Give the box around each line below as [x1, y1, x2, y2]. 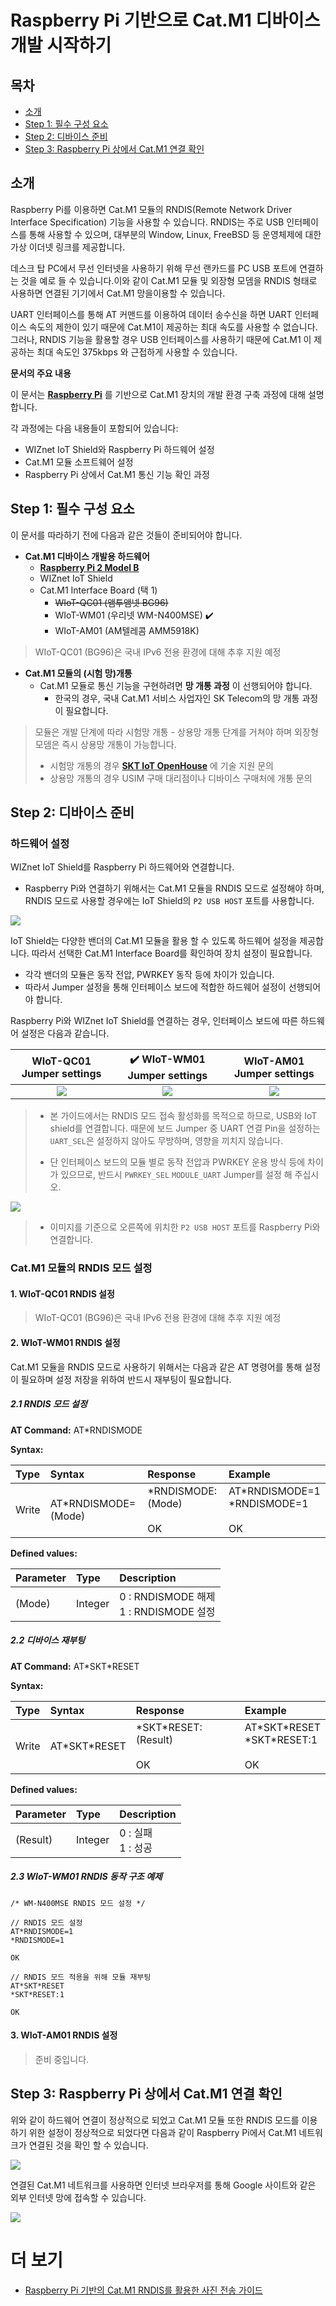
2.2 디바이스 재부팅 [10, 1634, 86, 1646]
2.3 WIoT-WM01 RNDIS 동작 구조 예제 [10, 1871, 163, 1883]
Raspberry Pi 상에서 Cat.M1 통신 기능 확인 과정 [24, 468, 210, 480]
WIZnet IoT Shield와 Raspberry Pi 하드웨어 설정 [24, 443, 215, 455]
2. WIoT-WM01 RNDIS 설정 [10, 1337, 121, 1349]
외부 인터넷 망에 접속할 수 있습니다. [10, 2191, 147, 2203]
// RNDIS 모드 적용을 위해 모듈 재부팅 [10, 1972, 152, 1982]
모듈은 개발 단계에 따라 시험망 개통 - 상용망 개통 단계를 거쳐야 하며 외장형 [34, 726, 319, 738]
